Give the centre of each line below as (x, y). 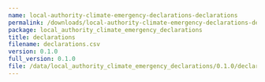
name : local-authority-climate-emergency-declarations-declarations (123, 15)
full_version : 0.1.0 (42, 59)
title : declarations (42, 37)
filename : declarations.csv (54, 45)
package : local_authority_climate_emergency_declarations (105, 30)
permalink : (26, 23)
